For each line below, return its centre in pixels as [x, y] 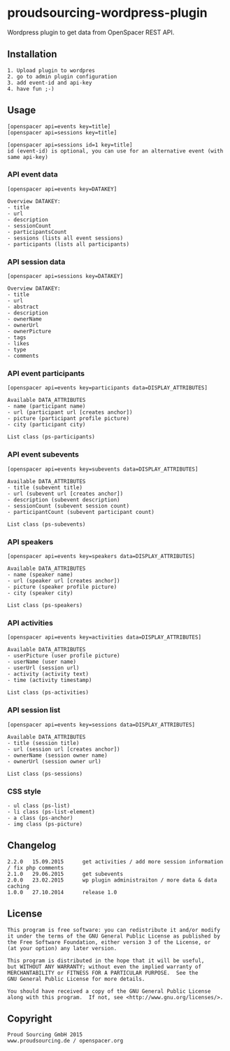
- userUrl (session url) [43, 668]
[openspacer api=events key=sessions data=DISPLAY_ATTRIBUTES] [101, 725]
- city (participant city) [46, 425]
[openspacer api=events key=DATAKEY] [62, 189]
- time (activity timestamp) [50, 681]
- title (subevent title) [45, 487]
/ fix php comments [36, 868]
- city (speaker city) [40, 593]
